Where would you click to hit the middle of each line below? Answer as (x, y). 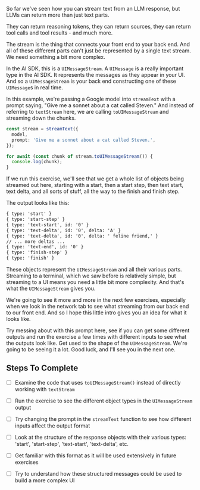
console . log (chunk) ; (37, 162)
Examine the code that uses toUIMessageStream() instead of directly (98, 382)
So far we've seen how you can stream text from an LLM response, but (93, 9)
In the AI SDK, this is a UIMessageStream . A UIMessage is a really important (95, 68)
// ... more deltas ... (36, 241)
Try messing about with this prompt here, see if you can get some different (98, 330)
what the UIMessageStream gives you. (51, 288)
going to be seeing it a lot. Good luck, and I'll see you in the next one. (91, 349)
